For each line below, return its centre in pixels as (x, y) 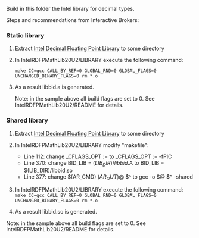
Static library (25, 35)
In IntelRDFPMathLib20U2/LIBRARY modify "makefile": (82, 145)
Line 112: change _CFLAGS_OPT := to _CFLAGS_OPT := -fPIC (98, 156)
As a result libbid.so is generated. (56, 212)
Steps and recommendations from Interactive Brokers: (73, 20)
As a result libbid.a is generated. (54, 87)
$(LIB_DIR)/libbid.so (48, 170)
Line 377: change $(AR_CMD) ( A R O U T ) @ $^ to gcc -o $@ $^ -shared (108, 178)
